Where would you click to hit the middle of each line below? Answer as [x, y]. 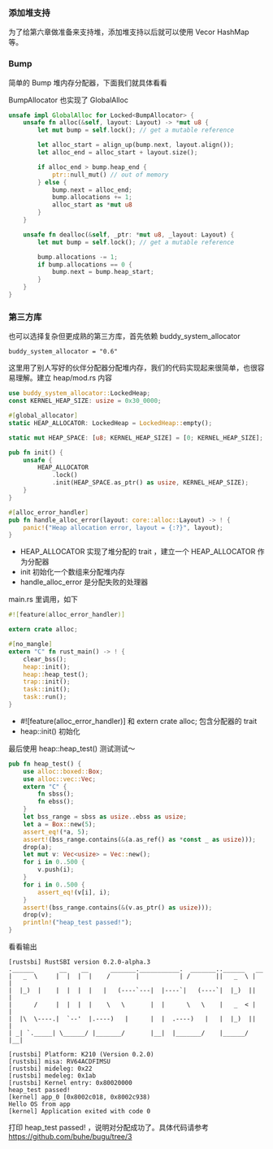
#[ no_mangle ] [30, 644]
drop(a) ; [38, 847]
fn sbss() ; [56, 794]
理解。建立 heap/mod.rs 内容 [63, 378]
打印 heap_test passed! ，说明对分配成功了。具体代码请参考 [108, 1128]
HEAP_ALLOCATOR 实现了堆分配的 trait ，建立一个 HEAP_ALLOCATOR [138, 552]
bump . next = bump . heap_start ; [103, 272]
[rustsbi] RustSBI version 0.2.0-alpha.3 [80, 962]
